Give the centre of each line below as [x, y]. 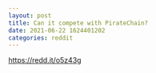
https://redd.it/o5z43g [45, 60]
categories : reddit [41, 38]
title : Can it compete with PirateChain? [78, 23]
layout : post [30, 15]
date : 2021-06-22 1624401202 [57, 30]
